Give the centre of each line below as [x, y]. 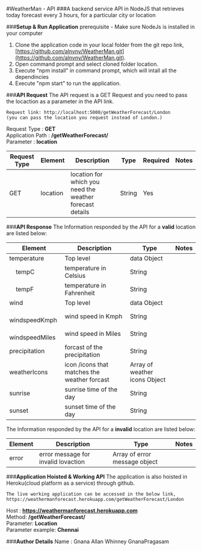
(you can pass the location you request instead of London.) [84, 118]
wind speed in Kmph [93, 316]
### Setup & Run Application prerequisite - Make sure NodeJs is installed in [101, 27]
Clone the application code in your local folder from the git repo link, [99, 45]
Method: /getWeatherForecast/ [46, 517]
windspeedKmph [33, 320]
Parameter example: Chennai [43, 530]
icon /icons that [87, 364]
